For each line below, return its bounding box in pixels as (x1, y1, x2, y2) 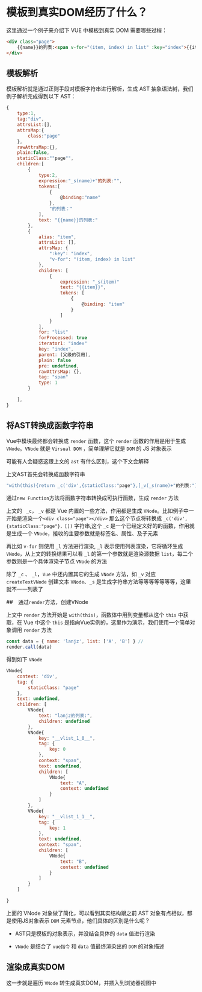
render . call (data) (6, 644, 52, 650)
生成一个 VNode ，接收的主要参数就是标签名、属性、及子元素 (11, 530, 158, 537)
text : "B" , (60, 858, 87, 865)
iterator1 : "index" (38, 340, 87, 347)
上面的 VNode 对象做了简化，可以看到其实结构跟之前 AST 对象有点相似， (6, 909, 188, 917)
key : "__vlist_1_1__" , (38, 813, 96, 819)
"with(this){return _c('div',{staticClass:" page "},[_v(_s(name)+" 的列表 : (6, 483, 192, 489)
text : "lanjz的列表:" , (38, 713, 93, 719)
